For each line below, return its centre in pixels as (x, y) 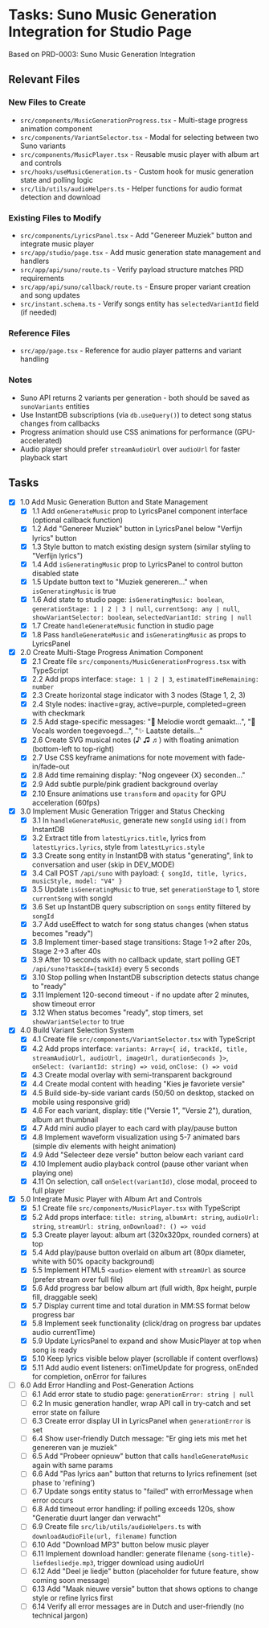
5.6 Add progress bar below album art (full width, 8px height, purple (144, 1288)
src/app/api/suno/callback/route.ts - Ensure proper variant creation (135, 286)
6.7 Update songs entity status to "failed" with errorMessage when (143, 1491)
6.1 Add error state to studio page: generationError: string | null (143, 1394)
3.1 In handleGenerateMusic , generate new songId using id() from (139, 820)
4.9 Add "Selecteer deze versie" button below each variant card (138, 1154)
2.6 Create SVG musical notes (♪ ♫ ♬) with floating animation (135, 740)
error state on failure (66, 1412)
